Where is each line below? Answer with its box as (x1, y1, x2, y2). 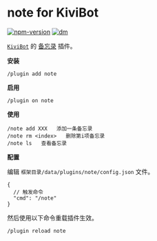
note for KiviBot (7, 5, 98, 21)
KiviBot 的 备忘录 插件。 (7, 41, 76, 50)
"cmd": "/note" (13, 195, 57, 202)
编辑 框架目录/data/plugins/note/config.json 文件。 (7, 167, 154, 175)
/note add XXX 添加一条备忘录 (7, 125, 93, 132)
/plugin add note (7, 70, 57, 77)
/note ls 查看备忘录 (7, 139, 67, 146)
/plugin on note (7, 97, 54, 104)
